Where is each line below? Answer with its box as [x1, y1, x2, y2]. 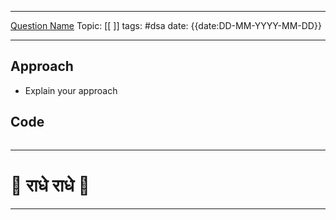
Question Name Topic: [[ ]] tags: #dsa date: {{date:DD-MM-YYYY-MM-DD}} [10, 20, 322, 31]
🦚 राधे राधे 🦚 [10, 174, 90, 196]
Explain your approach [24, 84, 118, 96]
